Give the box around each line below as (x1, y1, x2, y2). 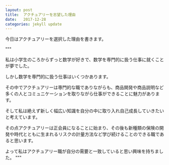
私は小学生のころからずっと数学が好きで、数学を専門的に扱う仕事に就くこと (5, 57, 164, 63)
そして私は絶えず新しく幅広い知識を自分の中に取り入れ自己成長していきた (5, 108, 160, 114)
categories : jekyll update (5, 21, 62, 27)
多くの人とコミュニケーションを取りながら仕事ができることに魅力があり (5, 91, 155, 97)
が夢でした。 (5, 63, 32, 69)
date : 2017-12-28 (5, 17, 46, 22)
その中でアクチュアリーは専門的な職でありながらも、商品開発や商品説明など (5, 85, 164, 91)
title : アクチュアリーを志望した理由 (5, 12, 76, 17)
